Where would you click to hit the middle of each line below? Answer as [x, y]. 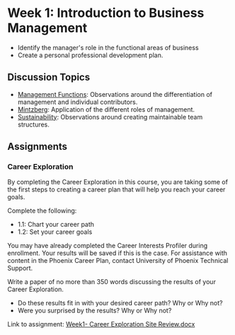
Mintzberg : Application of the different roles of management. [106, 109]
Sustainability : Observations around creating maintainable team [110, 117]
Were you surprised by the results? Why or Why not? [94, 311]
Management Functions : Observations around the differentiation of [115, 94]
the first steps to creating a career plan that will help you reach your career [116, 189]
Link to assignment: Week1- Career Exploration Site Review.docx [101, 324]
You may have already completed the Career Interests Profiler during [108, 246]
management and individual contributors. [78, 102]
